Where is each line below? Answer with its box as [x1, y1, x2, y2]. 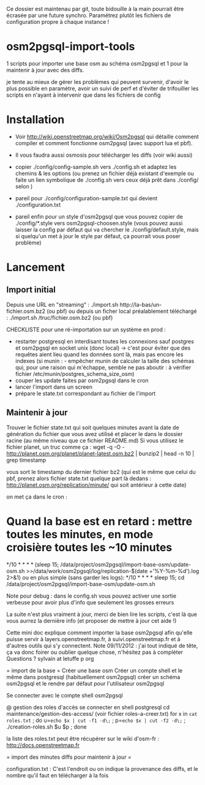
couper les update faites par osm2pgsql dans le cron [15, 377, 149, 384]
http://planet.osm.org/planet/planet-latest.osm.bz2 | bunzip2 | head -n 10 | [6, 449, 195, 457]
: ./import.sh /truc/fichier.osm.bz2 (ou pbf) [6, 314, 113, 321]
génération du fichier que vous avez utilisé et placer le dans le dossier [6, 430, 183, 437]
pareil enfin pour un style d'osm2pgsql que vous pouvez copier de [15, 212, 184, 220]
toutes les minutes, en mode [6, 527, 154, 541]
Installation [6, 113, 65, 127]
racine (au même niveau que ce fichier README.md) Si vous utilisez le [6, 437, 184, 444]
